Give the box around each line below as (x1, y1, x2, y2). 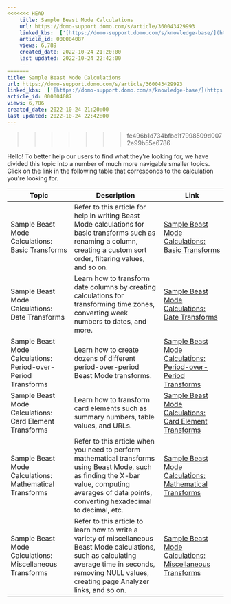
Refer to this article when (74, 436, 155, 446)
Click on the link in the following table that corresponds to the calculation (7, 167, 214, 175)
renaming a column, (74, 236, 138, 246)
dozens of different (74, 353, 136, 363)
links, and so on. (74, 585, 126, 594)
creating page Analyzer (74, 576, 150, 586)
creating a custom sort (74, 245, 147, 255)
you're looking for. (7, 174, 59, 183)
